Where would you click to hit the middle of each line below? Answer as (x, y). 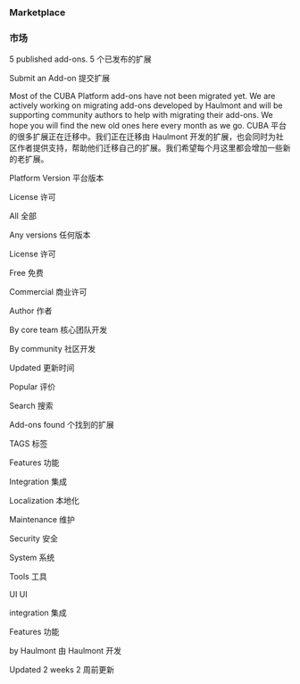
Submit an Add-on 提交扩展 (59, 79)
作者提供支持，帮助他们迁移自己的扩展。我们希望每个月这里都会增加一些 (150, 148)
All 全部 (23, 216)
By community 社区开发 (53, 349)
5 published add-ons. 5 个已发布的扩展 (80, 59)
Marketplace (37, 13)
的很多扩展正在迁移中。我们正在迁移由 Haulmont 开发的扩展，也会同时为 (143, 137)
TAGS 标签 (29, 444)
